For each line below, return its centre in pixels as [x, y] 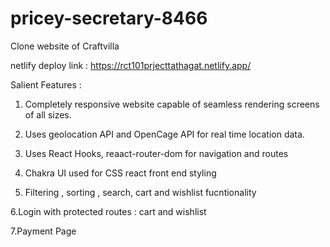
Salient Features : [46, 84]
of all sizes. [48, 114]
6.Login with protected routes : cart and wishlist [108, 211]
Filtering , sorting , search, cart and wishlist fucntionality [140, 192]
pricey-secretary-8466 [109, 18]
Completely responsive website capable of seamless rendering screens [172, 104]
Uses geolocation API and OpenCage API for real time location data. [164, 134]
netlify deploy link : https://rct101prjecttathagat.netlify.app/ [131, 65]
